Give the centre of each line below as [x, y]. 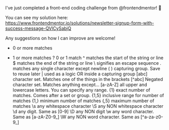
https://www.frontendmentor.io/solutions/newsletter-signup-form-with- [80, 23]
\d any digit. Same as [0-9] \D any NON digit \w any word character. [83, 112]
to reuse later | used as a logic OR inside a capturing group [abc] [80, 74]
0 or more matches [32, 48]
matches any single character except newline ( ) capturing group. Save [86, 69]
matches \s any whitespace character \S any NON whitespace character [88, 106]
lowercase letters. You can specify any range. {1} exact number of [81, 90]
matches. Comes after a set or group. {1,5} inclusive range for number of [88, 95]
